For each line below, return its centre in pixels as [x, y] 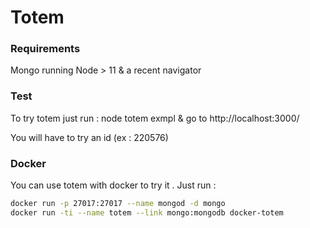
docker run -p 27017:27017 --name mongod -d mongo [118, 204]
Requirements [45, 49]
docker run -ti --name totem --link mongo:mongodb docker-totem [147, 212]
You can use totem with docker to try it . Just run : [113, 185]
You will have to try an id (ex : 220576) [89, 137]
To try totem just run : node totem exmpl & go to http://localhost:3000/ [155, 118]
